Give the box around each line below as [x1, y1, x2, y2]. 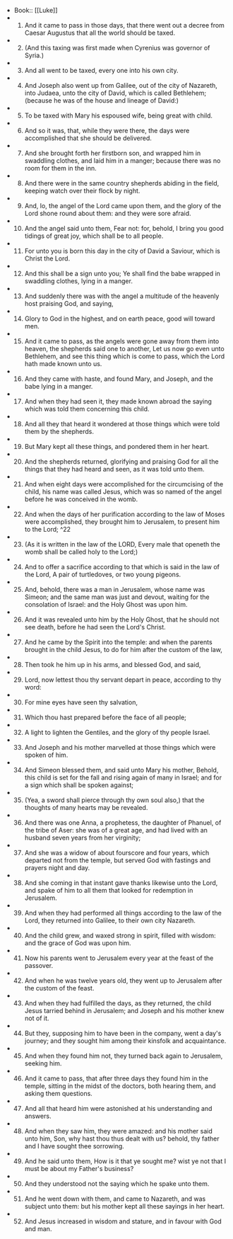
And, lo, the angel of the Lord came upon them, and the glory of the [24, 202, 222, 210]
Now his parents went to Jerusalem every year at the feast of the [24, 954, 214, 962]
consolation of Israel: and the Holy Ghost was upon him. [24, 600, 188, 608]
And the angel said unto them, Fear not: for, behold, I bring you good [24, 224, 225, 232]
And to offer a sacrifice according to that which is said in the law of [24, 563, 220, 571]
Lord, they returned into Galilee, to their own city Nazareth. [24, 916, 196, 925]
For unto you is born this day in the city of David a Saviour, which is [24, 247, 220, 255]
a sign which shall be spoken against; [24, 781, 134, 789]
